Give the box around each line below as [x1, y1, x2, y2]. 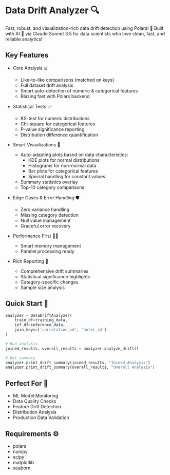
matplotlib [12, 459, 34, 465]
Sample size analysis [20, 284, 65, 291]
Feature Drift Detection [12, 404, 62, 410]
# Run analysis [5, 341, 38, 346]
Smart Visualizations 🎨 [12, 141, 61, 147]
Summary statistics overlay [20, 179, 78, 185]
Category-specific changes [20, 279, 79, 285]
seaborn [12, 465, 31, 471]
